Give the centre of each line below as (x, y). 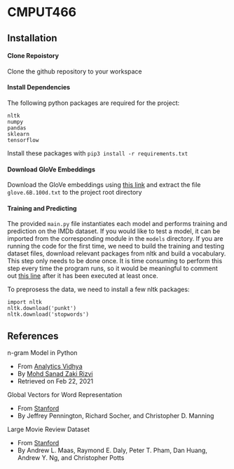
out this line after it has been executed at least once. (83, 276)
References (33, 336)
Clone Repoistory (33, 56)
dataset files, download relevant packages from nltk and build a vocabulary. (117, 253)
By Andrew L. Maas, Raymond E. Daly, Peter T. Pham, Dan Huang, (112, 450)
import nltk (25, 302)
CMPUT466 (42, 12)
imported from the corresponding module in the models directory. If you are (115, 239)
